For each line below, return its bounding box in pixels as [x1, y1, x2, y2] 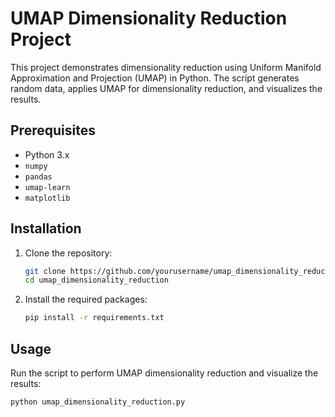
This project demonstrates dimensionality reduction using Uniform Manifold [10, 61, 322, 73]
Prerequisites [10, 122, 96, 139]
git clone [24, 266, 67, 276]
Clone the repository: [24, 247, 113, 259]
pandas [24, 172, 53, 182]
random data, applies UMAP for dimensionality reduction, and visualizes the [10, 82, 323, 94]
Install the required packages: [24, 293, 148, 306]
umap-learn [24, 182, 71, 192]
